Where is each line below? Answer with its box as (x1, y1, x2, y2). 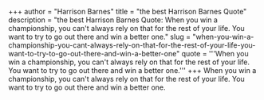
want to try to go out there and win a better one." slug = (8, 32, 191, 41)
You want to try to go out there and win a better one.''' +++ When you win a (8, 66, 257, 75)
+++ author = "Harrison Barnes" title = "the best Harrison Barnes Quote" (8, 7, 247, 16)
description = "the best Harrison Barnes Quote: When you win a (8, 15, 218, 25)
